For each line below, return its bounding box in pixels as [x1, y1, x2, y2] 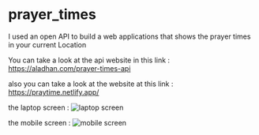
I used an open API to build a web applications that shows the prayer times [8, 32, 251, 41]
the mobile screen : [8, 118, 71, 127]
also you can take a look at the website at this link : [8, 79, 174, 88]
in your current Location [8, 39, 87, 49]
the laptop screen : [8, 103, 69, 112]
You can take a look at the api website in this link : [8, 55, 171, 65]
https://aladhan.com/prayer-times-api [8, 63, 131, 73]
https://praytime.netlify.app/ [8, 87, 99, 96]
